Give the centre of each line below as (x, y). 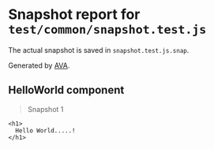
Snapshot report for (74, 15)
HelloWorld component (66, 90)
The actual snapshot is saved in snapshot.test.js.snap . (99, 50)
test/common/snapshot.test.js (107, 30)
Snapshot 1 (45, 109)
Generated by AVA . (39, 65)
